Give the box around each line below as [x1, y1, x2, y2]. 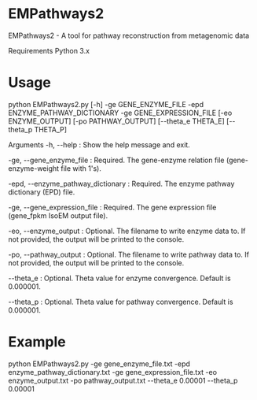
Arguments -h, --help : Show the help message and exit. [8, 139, 190, 150]
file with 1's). [61, 163, 102, 173]
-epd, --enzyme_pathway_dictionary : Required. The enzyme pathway [8, 179, 235, 188]
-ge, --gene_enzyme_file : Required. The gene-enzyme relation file [8, 155, 226, 165]
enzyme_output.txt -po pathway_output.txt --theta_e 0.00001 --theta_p [8, 376, 238, 385]
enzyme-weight [8, 163, 60, 173]
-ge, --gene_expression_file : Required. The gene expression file [8, 202, 217, 212]
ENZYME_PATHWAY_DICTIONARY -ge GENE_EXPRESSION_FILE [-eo [8, 108, 233, 117]
